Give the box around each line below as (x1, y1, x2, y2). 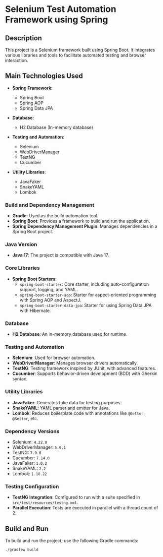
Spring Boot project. (12, 229, 53, 235)
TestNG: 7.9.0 (12, 449, 41, 455)
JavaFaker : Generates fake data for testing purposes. (12, 399, 122, 405)
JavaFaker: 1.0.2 (12, 460, 47, 466)
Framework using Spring (5, 14, 108, 25)
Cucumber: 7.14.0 (12, 455, 50, 461)
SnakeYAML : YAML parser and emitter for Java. (12, 405, 110, 411)
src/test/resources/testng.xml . (12, 499, 78, 505)
